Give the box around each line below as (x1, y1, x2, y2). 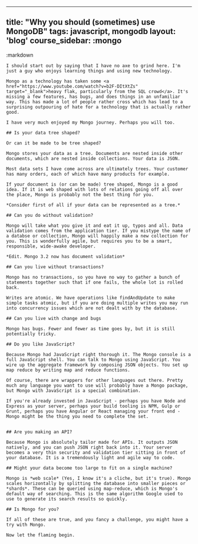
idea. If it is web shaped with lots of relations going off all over (6, 186, 183, 192)
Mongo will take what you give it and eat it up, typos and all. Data (6, 222, 183, 229)
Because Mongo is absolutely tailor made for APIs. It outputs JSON (6, 439, 178, 445)
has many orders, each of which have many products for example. (6, 171, 170, 177)
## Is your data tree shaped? (6, 130, 81, 136)
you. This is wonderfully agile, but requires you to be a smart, (6, 238, 173, 244)
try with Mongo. (6, 522, 46, 527)
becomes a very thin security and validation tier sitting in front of (6, 449, 186, 456)
